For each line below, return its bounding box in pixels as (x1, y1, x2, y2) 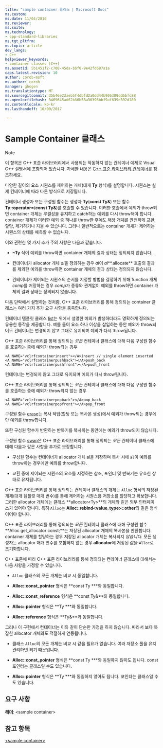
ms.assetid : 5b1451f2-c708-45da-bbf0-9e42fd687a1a (5, 66, 110, 71)
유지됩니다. (21, 476, 42, 482)
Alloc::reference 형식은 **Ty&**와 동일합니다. (12, 614, 104, 620)
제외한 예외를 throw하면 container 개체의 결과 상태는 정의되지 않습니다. (17, 266, 153, 272)
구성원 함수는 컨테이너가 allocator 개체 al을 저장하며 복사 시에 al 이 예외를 (12, 454, 152, 460)
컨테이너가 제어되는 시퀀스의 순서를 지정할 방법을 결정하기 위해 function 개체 (12, 276, 157, 282)
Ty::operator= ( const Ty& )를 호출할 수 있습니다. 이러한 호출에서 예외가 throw (5, 205, 153, 211)
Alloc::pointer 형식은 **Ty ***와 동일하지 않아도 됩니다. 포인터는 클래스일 (12, 673, 153, 679)
